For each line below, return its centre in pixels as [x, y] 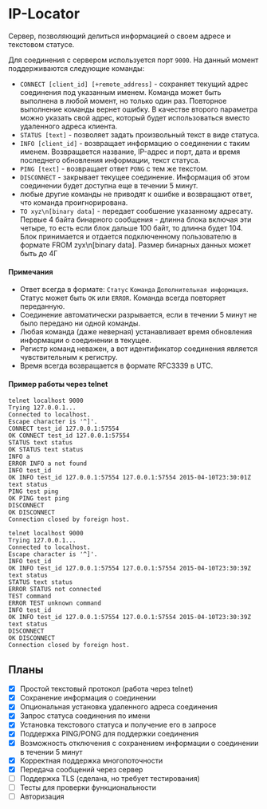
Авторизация [42, 796]
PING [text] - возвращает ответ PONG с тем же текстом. [114, 168]
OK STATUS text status [46, 450]
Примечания [31, 271]
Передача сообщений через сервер [81, 769]
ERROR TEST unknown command [55, 603]
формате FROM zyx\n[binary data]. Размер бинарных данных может [135, 245]
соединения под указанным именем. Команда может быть [120, 92]
